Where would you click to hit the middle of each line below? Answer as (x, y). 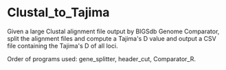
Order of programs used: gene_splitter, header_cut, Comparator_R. (101, 58)
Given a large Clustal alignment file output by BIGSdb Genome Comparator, (113, 31)
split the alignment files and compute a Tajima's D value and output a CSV (112, 38)
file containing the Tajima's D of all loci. (63, 46)
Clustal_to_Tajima (58, 13)
